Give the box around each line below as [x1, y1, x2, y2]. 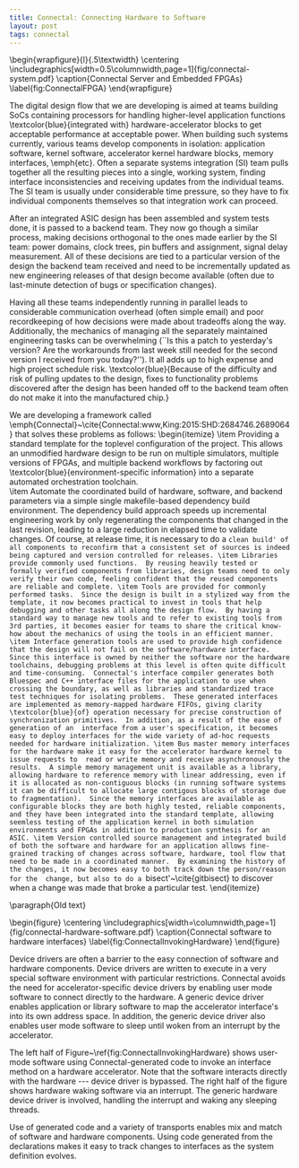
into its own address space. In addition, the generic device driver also [9, 1011, 266, 1022]
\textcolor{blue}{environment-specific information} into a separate [9, 467, 254, 478]
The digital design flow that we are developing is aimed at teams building [9, 100, 278, 111]
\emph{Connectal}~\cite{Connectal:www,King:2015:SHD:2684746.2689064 [9, 419, 290, 431]
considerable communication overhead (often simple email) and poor [9, 307, 264, 318]
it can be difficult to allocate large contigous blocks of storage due [9, 787, 286, 796]
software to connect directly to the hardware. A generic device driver [9, 992, 264, 1003]
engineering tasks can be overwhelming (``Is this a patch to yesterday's [9, 336, 273, 346]
